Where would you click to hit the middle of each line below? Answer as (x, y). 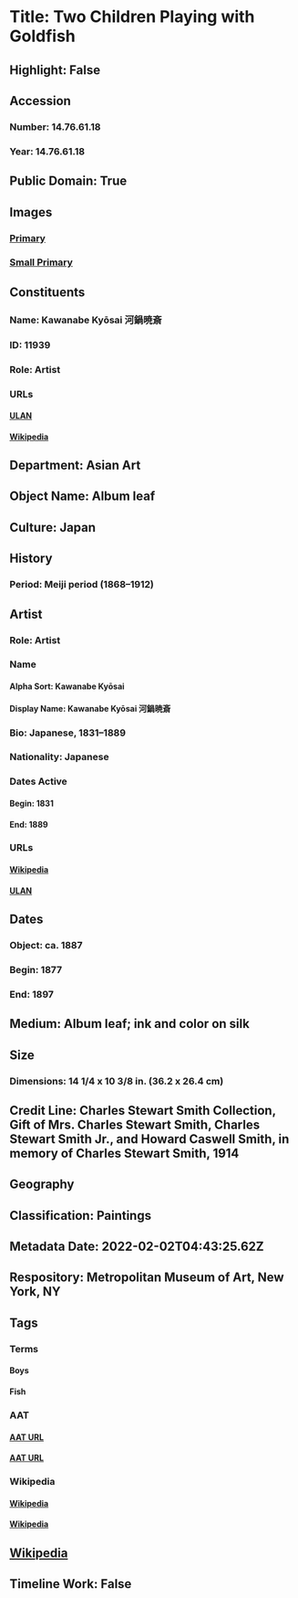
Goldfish (42, 36)
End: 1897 (32, 994)
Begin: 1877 (36, 969)
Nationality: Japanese (59, 757)
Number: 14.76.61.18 (55, 127)
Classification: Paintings (81, 1216)
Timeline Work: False (71, 1584)
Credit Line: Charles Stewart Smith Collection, (143, 1111)
